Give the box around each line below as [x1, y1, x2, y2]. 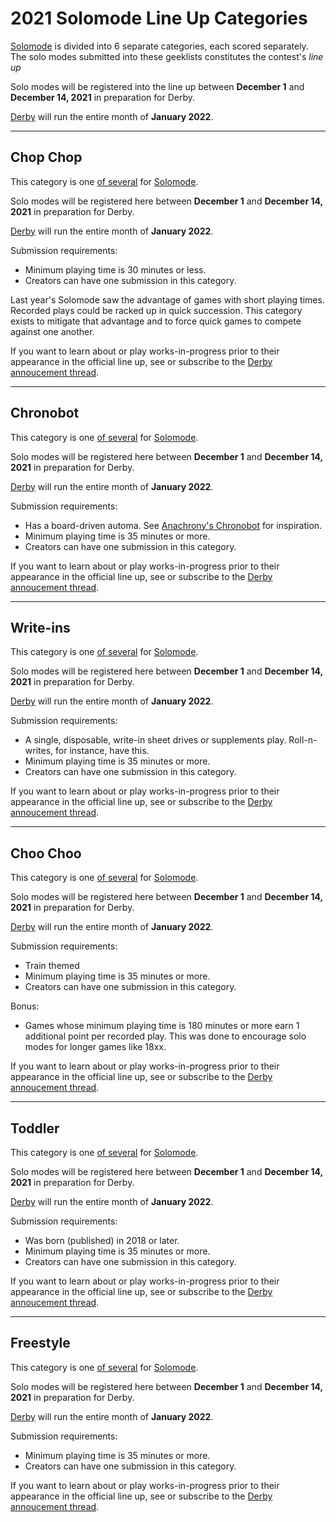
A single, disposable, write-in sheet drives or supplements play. [24, 734, 287, 746]
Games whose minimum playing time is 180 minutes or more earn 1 [24, 1020, 300, 1032]
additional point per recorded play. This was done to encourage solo [24, 1030, 307, 1042]
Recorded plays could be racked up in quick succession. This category [10, 304, 303, 316]
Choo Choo [10, 845, 82, 862]
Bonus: [10, 1000, 40, 1012]
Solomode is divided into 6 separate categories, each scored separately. [10, 40, 309, 52]
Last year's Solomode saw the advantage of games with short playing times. [10, 293, 325, 306]
